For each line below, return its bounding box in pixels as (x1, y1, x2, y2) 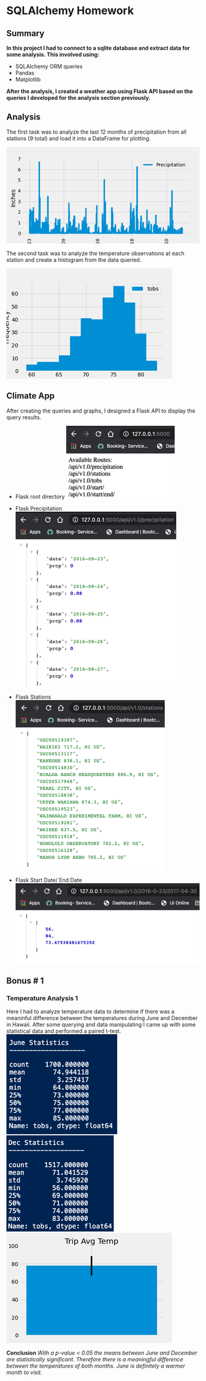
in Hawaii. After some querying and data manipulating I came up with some (6, 1021, 196, 1029)
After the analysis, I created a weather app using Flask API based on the (6, 88, 193, 95)
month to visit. (6, 1369, 43, 1376)
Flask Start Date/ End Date (15, 876, 83, 883)
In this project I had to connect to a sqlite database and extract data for (6, 44, 190, 51)
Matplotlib (15, 76, 41, 83)
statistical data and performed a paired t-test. (6, 1027, 121, 1035)
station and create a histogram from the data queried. (6, 256, 142, 264)
